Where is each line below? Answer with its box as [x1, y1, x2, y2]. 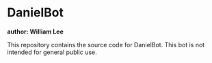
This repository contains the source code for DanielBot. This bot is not [7, 40, 205, 49]
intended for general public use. [7, 48, 97, 56]
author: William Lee [7, 27, 64, 36]
